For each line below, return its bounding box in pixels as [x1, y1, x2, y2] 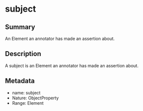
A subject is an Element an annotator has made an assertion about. [5, 62, 139, 69]
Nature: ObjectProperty [12, 95, 59, 101]
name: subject [12, 90, 41, 95]
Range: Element [12, 100, 44, 106]
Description [5, 50, 41, 58]
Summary [5, 23, 35, 31]
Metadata [5, 77, 35, 85]
